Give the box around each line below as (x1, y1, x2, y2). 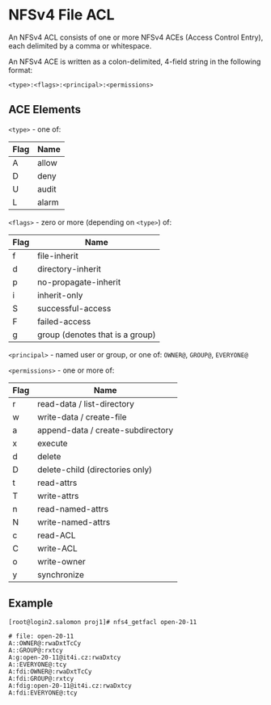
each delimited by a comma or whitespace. (8, 40, 152, 50)
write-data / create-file (37, 411, 127, 422)
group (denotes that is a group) (37, 329, 156, 340)
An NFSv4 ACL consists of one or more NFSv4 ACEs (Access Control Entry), (8, 32, 264, 42)
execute (37, 437, 68, 449)
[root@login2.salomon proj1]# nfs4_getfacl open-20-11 (8, 618, 197, 626)
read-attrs (37, 477, 78, 488)
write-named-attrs (37, 516, 111, 527)
